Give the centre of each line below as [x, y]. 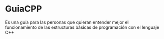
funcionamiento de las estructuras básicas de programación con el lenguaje [82, 27]
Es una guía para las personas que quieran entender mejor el [67, 22]
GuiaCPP [24, 9]
